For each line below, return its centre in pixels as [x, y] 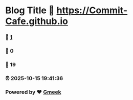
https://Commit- [92, 10]
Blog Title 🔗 [30, 10]
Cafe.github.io [37, 21]
